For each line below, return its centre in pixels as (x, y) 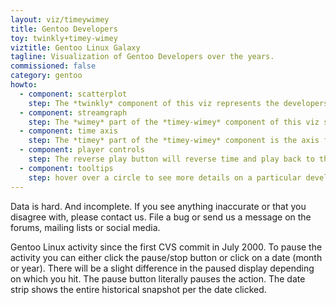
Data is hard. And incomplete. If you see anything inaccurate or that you (158, 206)
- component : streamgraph (73, 112)
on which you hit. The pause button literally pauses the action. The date (158, 278)
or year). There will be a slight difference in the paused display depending (162, 268)
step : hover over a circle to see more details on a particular (165, 177)
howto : (24, 85)
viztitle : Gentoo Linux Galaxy (75, 47)
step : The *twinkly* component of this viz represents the (154, 103)
